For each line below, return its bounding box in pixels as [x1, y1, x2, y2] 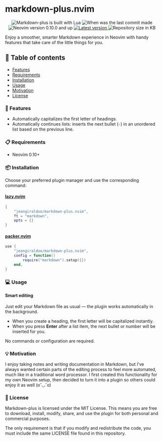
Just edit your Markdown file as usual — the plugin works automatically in [5, 303, 154, 309]
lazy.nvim [5, 194, 25, 199]
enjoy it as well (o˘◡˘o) [5, 382, 51, 388]
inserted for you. [12, 329, 46, 334]
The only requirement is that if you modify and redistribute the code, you [5, 425, 151, 431]
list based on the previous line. [12, 126, 74, 132]
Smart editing [5, 292, 33, 299]
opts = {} [14, 218, 34, 223]
